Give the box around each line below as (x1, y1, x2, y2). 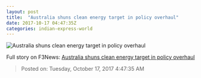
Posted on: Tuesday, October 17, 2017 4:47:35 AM (20, 65, 144, 73)
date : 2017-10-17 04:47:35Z (6, 20, 77, 26)
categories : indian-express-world (6, 25, 93, 32)
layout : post (6, 8, 39, 15)
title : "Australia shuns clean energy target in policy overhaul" (6, 14, 179, 20)
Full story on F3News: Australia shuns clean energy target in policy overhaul (6, 53, 195, 61)
